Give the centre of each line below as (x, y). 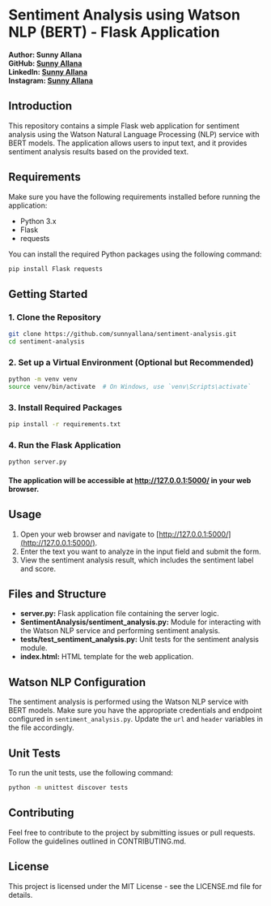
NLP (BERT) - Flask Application (114, 32)
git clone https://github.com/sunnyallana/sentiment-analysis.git (123, 334)
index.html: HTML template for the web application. (107, 657)
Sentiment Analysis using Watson (125, 15)
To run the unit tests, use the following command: (91, 773)
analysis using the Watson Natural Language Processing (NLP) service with (134, 134)
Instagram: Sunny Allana (51, 80)
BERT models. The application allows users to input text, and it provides (128, 143)
